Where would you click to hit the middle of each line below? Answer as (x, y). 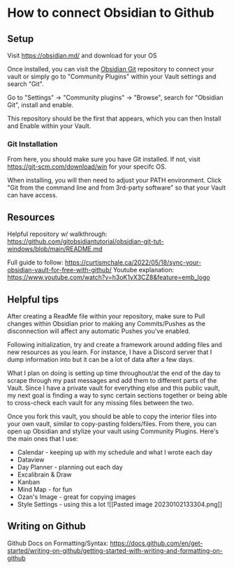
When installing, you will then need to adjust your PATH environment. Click (115, 181)
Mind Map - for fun (45, 489)
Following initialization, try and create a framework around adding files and (115, 344)
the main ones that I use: (43, 438)
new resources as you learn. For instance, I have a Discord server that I (110, 352)
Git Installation (32, 143)
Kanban (29, 482)
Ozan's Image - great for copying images (76, 497)
